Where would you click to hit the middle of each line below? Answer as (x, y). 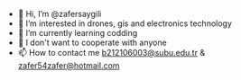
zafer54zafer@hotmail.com (69, 66)
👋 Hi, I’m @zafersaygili (60, 14)
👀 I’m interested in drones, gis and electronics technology (125, 23)
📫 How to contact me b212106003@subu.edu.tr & (111, 53)
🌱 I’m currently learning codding (78, 33)
